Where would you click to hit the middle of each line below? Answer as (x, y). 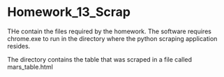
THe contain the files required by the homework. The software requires (109, 31)
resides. (19, 46)
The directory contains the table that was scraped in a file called (100, 59)
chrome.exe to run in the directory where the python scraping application (112, 38)
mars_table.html (30, 67)
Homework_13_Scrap (69, 12)
